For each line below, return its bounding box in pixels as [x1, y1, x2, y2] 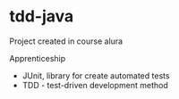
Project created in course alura [9, 36, 124, 46]
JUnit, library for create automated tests [21, 70, 170, 81]
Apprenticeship [9, 53, 66, 63]
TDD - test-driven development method [21, 79, 168, 90]
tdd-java [9, 6, 74, 27]
